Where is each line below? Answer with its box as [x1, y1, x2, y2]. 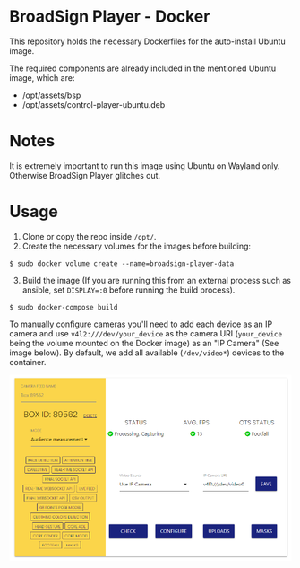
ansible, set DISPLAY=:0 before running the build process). [21, 284, 236, 295]
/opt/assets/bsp [21, 90, 81, 100]
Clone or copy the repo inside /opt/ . [21, 231, 157, 241]
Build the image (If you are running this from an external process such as [21, 275, 291, 285]
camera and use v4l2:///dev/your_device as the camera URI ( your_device [9, 328, 283, 338]
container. [9, 356, 47, 367]
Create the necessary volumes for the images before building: [21, 240, 252, 251]
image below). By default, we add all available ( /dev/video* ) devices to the [9, 347, 285, 358]
